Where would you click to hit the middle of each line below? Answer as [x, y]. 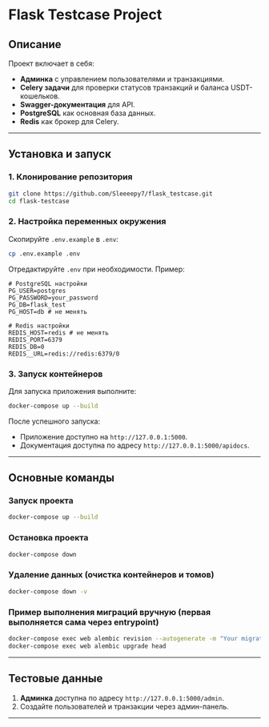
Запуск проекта [41, 500]
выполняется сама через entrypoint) [84, 622]
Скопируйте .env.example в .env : [63, 239]
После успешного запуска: [54, 421]
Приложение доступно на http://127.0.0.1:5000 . [104, 436]
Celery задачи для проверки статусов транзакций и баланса [124, 87]
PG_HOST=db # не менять [48, 311]
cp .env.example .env [44, 254]
